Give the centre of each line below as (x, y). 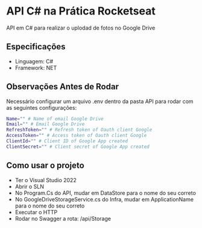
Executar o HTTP (36, 212)
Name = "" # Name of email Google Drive (55, 119)
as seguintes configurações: (42, 107)
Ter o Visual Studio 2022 (46, 180)
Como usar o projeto (45, 166)
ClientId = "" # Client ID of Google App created (67, 141)
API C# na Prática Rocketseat (81, 11)
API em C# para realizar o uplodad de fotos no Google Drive (81, 28)
